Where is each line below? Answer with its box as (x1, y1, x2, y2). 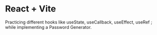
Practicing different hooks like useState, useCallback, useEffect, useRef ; (5, 19, 153, 25)
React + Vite (5, 3, 56, 14)
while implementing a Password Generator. (5, 24, 92, 30)
